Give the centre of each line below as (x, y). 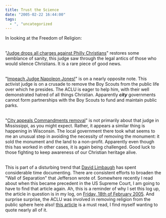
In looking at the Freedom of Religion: (44, 38)
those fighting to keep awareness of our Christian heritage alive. (71, 152)
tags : (11, 19)
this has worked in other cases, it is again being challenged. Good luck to (80, 147)
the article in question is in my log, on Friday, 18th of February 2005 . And (80, 194)
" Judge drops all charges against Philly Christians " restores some (72, 53)
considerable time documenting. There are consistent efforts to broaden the (83, 173)
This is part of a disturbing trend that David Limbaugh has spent (71, 167)
